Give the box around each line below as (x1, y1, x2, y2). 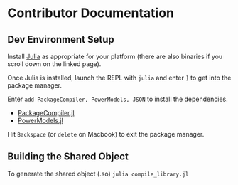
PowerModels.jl (17, 116, 64, 125)
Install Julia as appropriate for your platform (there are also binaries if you (7, 52, 223, 60)
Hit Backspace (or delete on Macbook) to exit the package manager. (7, 130, 205, 138)
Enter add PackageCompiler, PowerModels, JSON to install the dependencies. (7, 95, 229, 103)
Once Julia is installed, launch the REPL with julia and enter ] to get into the (7, 73, 232, 82)
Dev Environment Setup (7, 33, 115, 46)
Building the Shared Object (7, 151, 129, 163)
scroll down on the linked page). (7, 60, 102, 68)
